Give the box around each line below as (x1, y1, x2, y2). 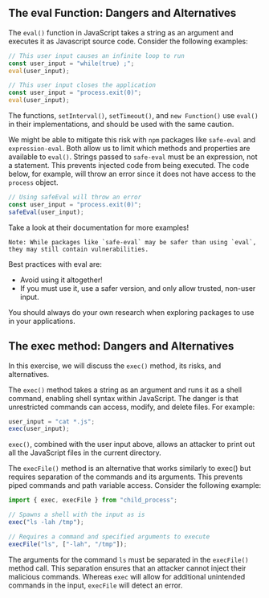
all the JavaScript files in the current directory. (8, 448, 162, 457)
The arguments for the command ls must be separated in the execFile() (8, 555, 249, 564)
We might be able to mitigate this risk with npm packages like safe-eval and (8, 135, 256, 145)
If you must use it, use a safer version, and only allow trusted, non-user (19, 283, 256, 293)
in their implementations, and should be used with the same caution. (8, 120, 234, 129)
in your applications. (8, 316, 75, 326)
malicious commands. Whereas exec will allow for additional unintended (8, 571, 246, 581)
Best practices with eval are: (8, 259, 103, 268)
